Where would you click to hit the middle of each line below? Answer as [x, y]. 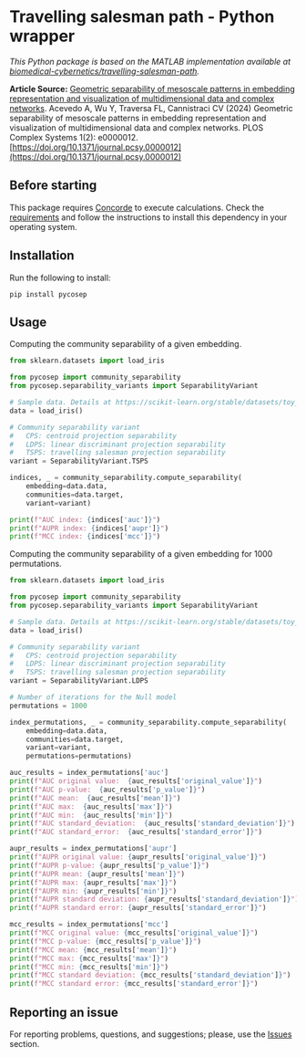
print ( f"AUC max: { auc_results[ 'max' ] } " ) [91, 806]
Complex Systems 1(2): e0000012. [74, 137]
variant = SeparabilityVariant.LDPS [79, 681]
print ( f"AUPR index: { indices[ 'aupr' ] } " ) [89, 528]
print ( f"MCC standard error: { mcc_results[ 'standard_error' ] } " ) [134, 984]
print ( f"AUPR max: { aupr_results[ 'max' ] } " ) [93, 883]
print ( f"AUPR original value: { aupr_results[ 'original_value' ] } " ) [138, 857]
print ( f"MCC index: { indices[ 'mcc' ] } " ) [85, 537]
